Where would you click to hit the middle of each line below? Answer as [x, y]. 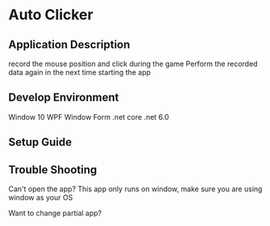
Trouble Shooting [53, 169]
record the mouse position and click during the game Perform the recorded [133, 64]
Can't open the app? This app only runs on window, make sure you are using [135, 189]
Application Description [69, 45]
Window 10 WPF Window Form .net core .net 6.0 [89, 117]
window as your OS [41, 198]
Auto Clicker [51, 15]
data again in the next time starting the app [80, 72]
